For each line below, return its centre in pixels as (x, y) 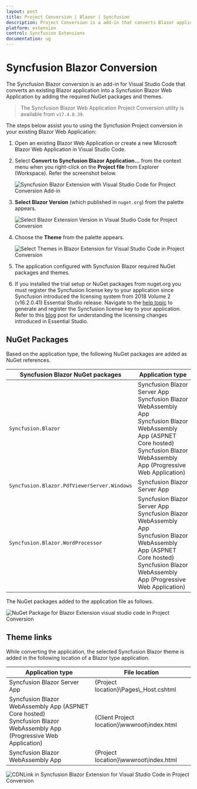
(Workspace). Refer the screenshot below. (65, 173)
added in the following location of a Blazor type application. (78, 658)
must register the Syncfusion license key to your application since (94, 290)
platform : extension (31, 28)
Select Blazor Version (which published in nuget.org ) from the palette (99, 202)
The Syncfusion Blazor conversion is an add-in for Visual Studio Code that (96, 84)
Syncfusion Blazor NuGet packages (71, 374)
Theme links (29, 637)
